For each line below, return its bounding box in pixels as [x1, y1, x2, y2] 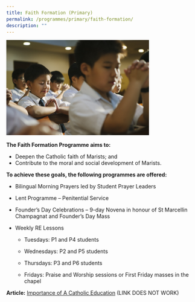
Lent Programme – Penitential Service [14, 194, 109, 202]
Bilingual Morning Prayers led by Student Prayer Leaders [14, 183, 156, 190]
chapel [24, 278, 41, 285]
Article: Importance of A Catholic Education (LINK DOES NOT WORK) [6, 289, 179, 297]
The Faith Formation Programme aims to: [6, 141, 111, 149]
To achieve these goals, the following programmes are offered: [6, 171, 167, 178]
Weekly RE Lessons [14, 224, 65, 232]
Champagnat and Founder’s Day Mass [14, 213, 110, 220]
